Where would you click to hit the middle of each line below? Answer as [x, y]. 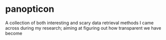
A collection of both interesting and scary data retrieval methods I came [79, 23]
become [14, 33]
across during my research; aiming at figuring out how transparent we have [83, 28]
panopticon [30, 9]
